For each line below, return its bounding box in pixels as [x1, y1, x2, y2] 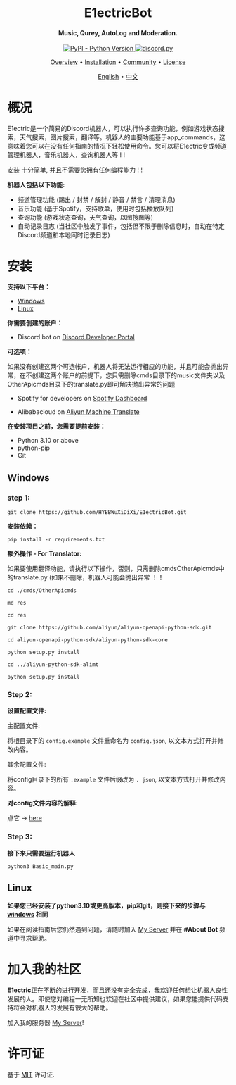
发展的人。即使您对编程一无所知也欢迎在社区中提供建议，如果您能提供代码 [7, 995, 223, 1003]
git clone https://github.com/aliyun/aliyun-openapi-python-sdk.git [7, 624, 212, 631]
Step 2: [7, 689, 33, 699]
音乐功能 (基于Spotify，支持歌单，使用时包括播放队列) [17, 204, 174, 213]
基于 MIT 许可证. [7, 1070, 55, 1079]
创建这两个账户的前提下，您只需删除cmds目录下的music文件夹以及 [31, 371, 225, 380]
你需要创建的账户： [7, 319, 63, 327]
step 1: [7, 493, 30, 503]
